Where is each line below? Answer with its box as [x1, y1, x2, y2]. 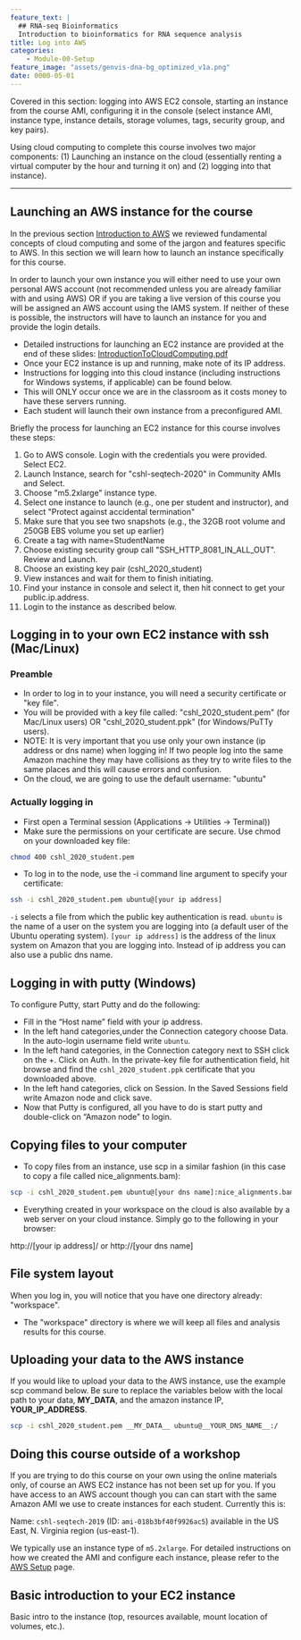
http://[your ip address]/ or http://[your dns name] [10, 1240, 194, 1251]
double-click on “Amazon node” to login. [22, 1112, 172, 1123]
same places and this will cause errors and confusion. [22, 764, 222, 775]
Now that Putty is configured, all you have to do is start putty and [22, 1102, 263, 1113]
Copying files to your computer [10, 1137, 188, 1153]
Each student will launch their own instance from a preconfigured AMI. [22, 405, 283, 416]
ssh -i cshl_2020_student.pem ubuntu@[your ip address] [10, 896, 222, 904]
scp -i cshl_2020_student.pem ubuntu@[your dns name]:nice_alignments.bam [10, 1188, 295, 1197]
